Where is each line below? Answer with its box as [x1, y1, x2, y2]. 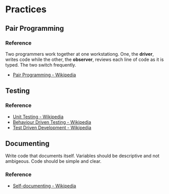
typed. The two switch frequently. [5, 61, 77, 68]
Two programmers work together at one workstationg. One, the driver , [5, 51, 154, 57]
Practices [5, 4, 47, 15]
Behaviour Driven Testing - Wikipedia [12, 119, 91, 125]
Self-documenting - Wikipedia [12, 183, 77, 189]
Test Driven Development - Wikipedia [12, 124, 92, 131]
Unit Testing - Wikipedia [12, 114, 64, 120]
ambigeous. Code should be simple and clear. [5, 158, 102, 164]
